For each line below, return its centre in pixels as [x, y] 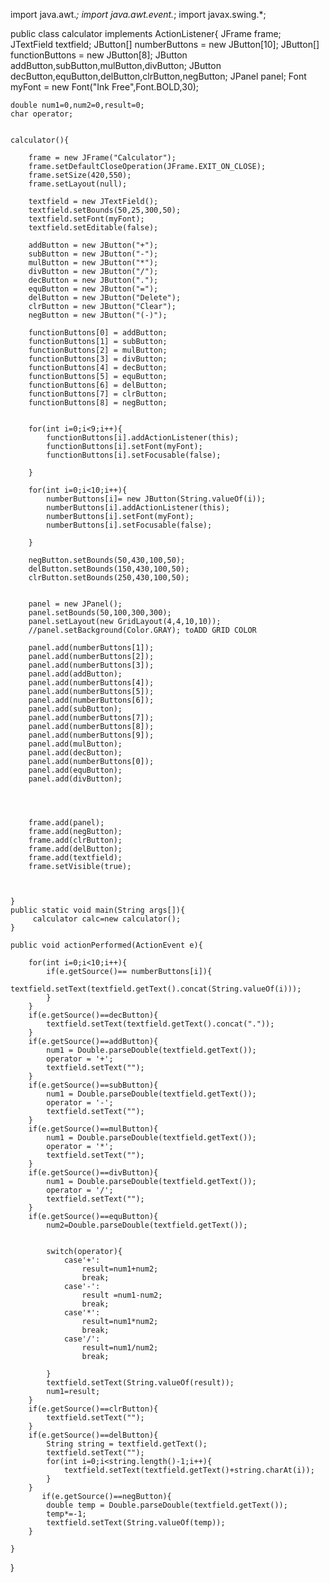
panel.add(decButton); [75, 753]
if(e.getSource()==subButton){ [93, 1085]
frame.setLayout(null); [78, 184]
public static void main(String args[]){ [98, 910]
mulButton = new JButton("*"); [93, 263]
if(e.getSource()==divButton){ [93, 1173]
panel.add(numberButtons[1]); [91, 648]
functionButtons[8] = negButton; [98, 403]
